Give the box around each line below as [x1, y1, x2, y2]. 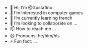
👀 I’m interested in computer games [9, 10, 83, 16]
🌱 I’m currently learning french [9, 15, 73, 21]
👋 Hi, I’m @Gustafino [9, 5, 53, 10]
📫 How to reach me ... [9, 26, 56, 31]
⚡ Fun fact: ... [9, 38, 37, 44]
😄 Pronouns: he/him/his [9, 33, 60, 39]
